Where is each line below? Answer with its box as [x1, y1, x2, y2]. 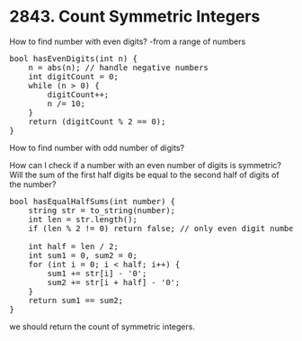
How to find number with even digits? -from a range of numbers [9, 36, 246, 47]
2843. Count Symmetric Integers [9, 6, 261, 27]
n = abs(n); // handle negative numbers [28, 62, 209, 73]
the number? [9, 178, 57, 190]
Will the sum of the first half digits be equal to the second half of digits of [9, 169, 280, 180]
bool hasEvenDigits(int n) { [9, 53, 138, 64]
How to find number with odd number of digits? [9, 142, 185, 153]
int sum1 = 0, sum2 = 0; [28, 250, 138, 260]
